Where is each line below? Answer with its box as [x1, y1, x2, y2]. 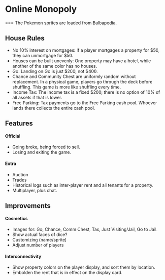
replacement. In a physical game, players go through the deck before [12, 79, 153, 84]
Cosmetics [5, 215, 28, 221]
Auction [12, 171, 29, 177]
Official [5, 133, 21, 139]
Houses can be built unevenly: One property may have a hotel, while [12, 58, 151, 64]
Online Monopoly [5, 3, 77, 15]
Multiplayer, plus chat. [12, 187, 58, 193]
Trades [12, 177, 27, 183]
